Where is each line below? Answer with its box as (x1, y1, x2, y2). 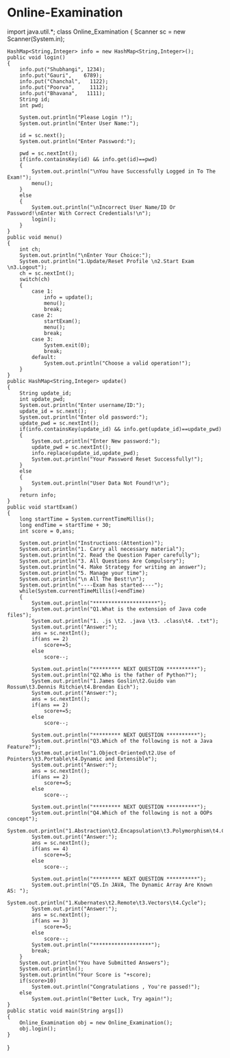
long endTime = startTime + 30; (19, 521, 112, 528)
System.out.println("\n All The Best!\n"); (19, 576, 146, 582)
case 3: (31, 336, 53, 343)
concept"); (7, 815, 38, 822)
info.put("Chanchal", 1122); (19, 77, 109, 85)
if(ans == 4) (31, 845, 69, 852)
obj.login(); (19, 1025, 57, 1032)
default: (31, 354, 57, 360)
